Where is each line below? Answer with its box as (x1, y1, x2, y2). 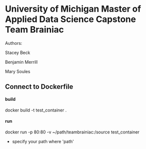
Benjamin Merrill (5, 59, 38, 65)
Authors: (5, 40, 22, 46)
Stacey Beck (5, 50, 31, 56)
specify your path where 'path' (12, 138, 74, 144)
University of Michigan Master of (5, 3, 141, 15)
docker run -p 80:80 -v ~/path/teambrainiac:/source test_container (5, 129, 140, 135)
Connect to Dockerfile (5, 83, 73, 91)
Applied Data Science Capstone (5, 14, 136, 25)
